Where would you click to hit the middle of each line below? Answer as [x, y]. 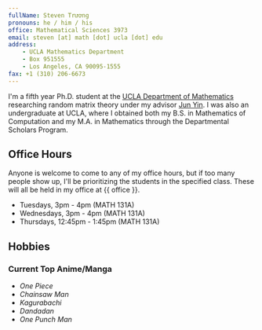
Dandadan [37, 311]
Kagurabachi [40, 302]
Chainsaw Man [44, 295]
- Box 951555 [44, 60]
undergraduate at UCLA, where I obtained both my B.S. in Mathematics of [127, 113]
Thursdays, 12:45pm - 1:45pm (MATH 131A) [89, 222]
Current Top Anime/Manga [60, 269]
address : [22, 45]
